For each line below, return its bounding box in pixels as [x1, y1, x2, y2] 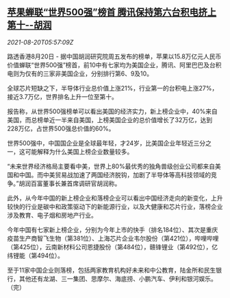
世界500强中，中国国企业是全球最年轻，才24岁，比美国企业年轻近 [7, 139, 194, 147]
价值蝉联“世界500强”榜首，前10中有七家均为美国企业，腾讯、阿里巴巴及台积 [7, 60, 222, 69]
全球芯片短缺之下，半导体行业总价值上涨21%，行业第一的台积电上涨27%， [7, 84, 218, 92]
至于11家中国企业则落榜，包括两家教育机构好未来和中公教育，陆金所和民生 [7, 266, 216, 274]
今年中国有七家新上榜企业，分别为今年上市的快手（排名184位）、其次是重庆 [7, 225, 218, 233]
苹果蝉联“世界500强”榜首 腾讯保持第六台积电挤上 [7, 6, 217, 19]
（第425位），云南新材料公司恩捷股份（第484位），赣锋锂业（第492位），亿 [7, 242, 218, 251]
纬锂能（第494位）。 [7, 251, 64, 260]
